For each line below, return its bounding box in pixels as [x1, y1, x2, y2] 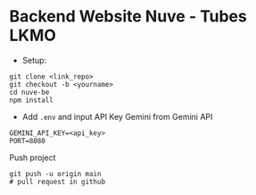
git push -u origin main [9, 169, 102, 178]
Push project [9, 152, 56, 163]
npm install [9, 96, 54, 105]
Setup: [21, 55, 47, 65]
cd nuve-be [9, 88, 50, 97]
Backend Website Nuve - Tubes [9, 6, 247, 27]
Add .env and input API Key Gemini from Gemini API [21, 111, 213, 122]
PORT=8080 [9, 136, 46, 145]
